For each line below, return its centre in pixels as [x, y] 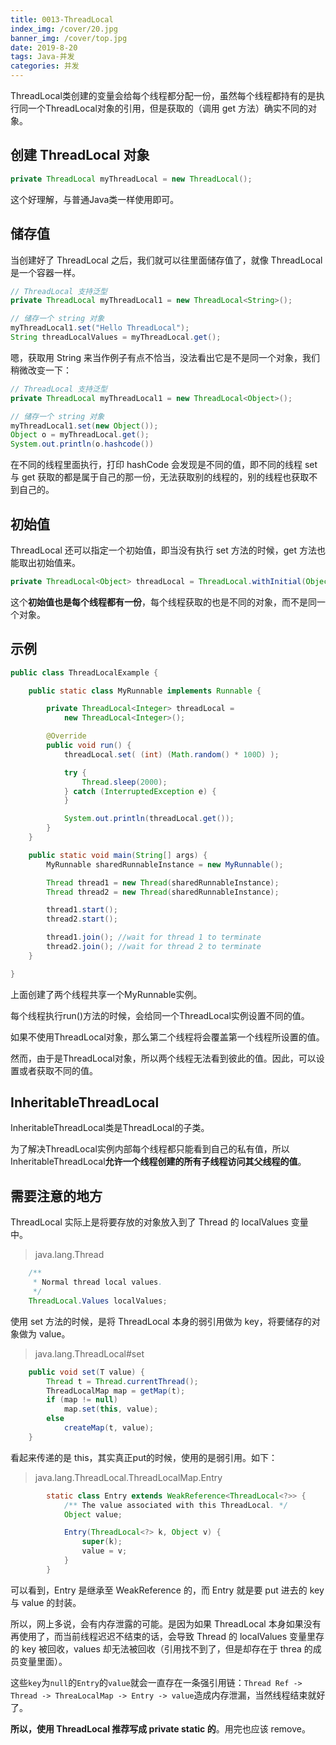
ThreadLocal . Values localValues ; [98, 1301]
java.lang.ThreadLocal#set [89, 1353]
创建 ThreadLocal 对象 [80, 155]
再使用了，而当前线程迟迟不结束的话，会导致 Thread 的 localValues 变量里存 [167, 1636]
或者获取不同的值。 [58, 1070]
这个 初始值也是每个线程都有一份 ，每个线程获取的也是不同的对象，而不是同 [163, 602]
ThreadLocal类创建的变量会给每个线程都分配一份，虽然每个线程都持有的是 [163, 95]
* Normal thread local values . [97, 1282]
